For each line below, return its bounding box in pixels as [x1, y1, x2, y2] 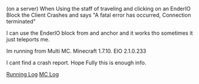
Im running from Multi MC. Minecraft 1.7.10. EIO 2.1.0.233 [6, 47, 146, 55]
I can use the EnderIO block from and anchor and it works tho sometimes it [6, 29, 194, 37]
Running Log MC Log [6, 71, 59, 77]
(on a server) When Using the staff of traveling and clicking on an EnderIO [6, 5, 191, 12]
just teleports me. [6, 36, 50, 43]
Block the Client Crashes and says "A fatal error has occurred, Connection [6, 11, 192, 19]
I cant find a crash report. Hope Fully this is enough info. [6, 59, 146, 66]
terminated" [6, 18, 36, 25]
